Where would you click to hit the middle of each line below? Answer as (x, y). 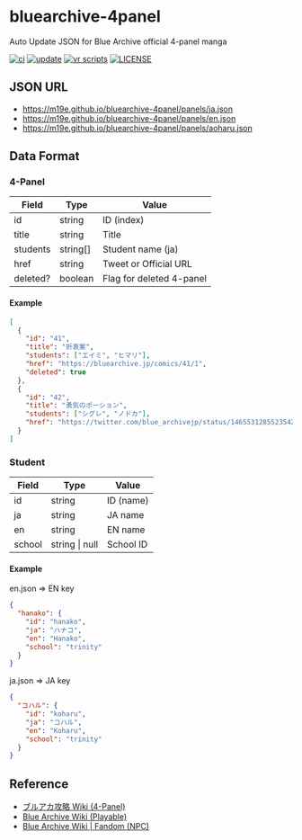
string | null (75, 544)
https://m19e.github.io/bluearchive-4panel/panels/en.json (129, 118)
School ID (127, 544)
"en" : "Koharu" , (56, 730)
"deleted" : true (56, 372)
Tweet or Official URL (148, 264)
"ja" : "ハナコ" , (54, 630)
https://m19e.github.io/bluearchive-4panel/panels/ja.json (128, 109)
